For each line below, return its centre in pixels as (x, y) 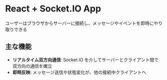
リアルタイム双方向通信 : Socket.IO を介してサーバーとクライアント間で (85, 59)
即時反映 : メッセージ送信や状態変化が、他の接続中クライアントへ (79, 72)
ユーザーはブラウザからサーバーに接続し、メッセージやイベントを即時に (79, 23)
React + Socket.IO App (53, 9)
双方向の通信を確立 (32, 66)
